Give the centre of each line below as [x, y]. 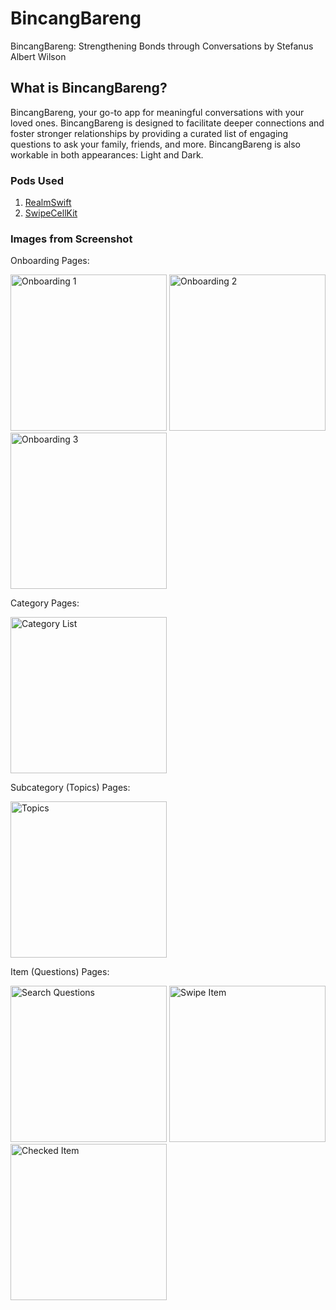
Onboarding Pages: [50, 261]
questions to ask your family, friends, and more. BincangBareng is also [155, 144]
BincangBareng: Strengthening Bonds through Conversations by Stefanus [162, 46]
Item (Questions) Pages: [60, 972]
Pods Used [37, 180]
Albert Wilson [38, 56]
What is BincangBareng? [89, 88]
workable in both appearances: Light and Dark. [107, 154]
